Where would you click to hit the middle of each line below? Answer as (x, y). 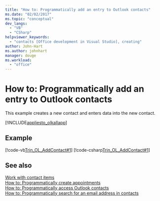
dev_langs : (16, 23)
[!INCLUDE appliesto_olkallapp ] (36, 123)
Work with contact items (30, 177)
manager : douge (21, 55)
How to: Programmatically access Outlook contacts (57, 188)
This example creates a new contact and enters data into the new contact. (80, 113)
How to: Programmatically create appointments (53, 182)
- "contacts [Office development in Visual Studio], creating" (76, 42)
